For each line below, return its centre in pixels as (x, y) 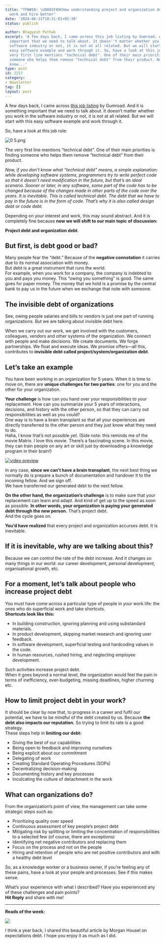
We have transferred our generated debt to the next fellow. (65, 485)
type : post (16, 69)
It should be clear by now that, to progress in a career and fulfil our (73, 712)
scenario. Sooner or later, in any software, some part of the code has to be (81, 185)
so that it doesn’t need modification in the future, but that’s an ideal (74, 180)
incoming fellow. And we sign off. (39, 480)
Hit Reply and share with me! (34, 898)
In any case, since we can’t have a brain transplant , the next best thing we (81, 470)
